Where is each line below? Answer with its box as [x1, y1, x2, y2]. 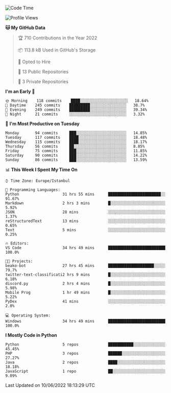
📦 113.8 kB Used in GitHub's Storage [17, 47, 96, 53]
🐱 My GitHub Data [5, 24, 46, 31]
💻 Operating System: [5, 313, 51, 318]
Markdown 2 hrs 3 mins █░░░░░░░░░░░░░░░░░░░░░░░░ [5, 201, 166, 206]
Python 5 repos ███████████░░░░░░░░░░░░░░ [5, 342, 166, 347]
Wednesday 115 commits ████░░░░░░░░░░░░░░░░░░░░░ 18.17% [5, 139, 147, 144]
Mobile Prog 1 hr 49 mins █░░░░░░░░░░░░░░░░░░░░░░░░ [5, 290, 166, 295]
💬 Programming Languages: [5, 187, 60, 192]
